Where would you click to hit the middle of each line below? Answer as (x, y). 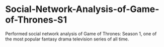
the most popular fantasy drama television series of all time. (67, 39)
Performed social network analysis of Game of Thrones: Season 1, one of (81, 33)
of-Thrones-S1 (36, 20)
